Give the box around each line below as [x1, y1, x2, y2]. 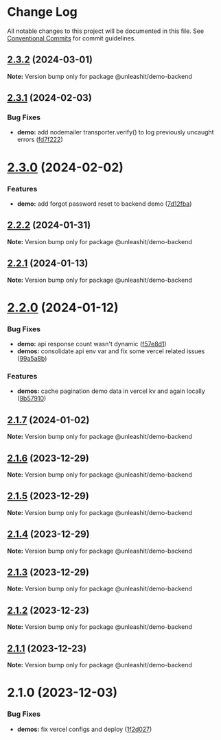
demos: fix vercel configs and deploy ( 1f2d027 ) [16, 725, 152, 733]
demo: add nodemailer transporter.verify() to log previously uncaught [16, 128, 214, 136]
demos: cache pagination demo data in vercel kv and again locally [16, 387, 206, 395]
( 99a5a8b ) [16, 355, 47, 363]
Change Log [7, 4, 78, 20]
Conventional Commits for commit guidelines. [7, 34, 136, 42]
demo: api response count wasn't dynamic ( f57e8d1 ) [16, 340, 167, 348]
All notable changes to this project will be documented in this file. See [7, 27, 205, 35]
